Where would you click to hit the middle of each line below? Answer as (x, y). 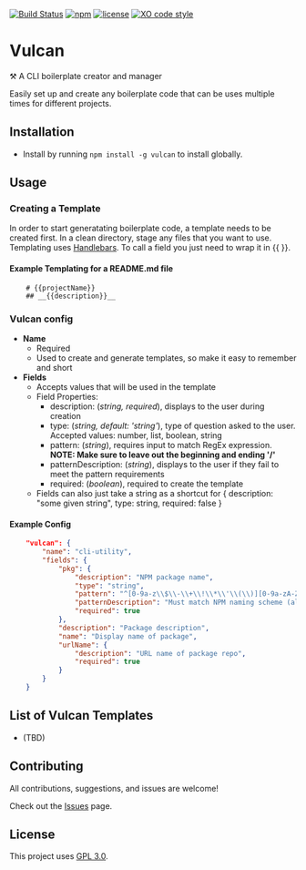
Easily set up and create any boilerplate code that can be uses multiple (142, 93)
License (32, 834)
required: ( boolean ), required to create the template (147, 484)
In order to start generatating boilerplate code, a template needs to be (140, 229)
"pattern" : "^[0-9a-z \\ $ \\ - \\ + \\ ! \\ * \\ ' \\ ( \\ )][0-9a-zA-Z (187, 594)
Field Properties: (67, 396)
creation (66, 415)
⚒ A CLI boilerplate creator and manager (86, 76)
